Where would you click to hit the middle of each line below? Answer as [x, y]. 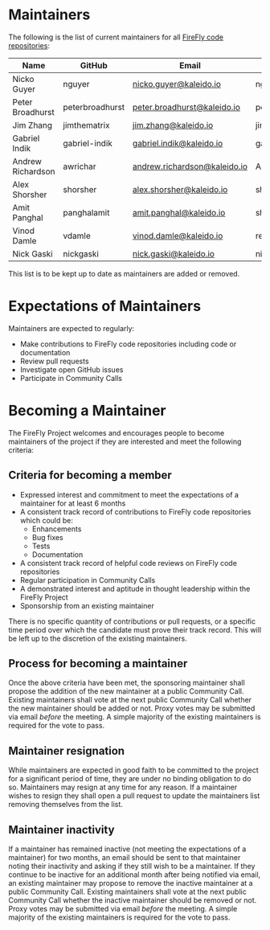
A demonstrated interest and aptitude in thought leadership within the [135, 588]
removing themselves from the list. [65, 805]
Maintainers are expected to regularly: [72, 328]
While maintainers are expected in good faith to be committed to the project [133, 770]
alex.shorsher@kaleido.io [180, 189]
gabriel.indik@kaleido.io [178, 143]
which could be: [47, 520]
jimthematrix [86, 125]
